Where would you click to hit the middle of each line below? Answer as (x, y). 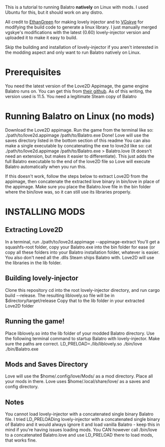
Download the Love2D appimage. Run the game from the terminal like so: (79, 130)
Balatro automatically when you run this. (46, 167)
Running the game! (35, 322)
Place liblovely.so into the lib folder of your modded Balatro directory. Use (80, 333)
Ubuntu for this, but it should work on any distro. (54, 12)
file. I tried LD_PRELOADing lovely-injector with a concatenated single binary (82, 419)
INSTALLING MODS (45, 212)
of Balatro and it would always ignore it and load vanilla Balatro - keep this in (82, 425)
